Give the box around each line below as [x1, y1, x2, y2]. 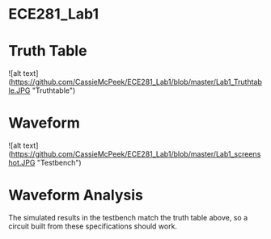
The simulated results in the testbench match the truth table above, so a [8, 213, 248, 222]
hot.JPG [8, 158, 36, 168]
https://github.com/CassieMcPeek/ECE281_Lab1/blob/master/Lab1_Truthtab [11, 78, 263, 87]
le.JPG [8, 86, 31, 95]
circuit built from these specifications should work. [8, 221, 178, 231]
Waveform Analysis [8, 187, 143, 204]
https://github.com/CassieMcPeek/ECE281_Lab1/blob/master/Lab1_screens [11, 149, 261, 159]
